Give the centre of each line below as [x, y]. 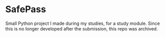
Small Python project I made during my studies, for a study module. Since [82, 23]
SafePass [26, 9]
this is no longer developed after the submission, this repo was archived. [82, 28]
